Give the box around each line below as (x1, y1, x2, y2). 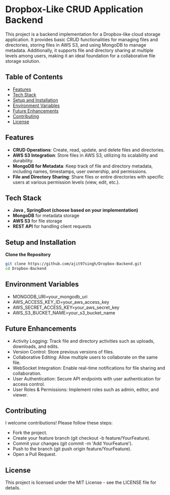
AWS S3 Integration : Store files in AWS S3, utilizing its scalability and (12, 152, 158, 158)
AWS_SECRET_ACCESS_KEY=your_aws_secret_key (12, 304, 120, 310)
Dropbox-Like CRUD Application (5, 4, 144, 15)
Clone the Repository (5, 252, 51, 258)
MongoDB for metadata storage (12, 213, 80, 219)
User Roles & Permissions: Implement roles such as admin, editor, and (12, 386, 159, 393)
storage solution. (5, 58, 41, 64)
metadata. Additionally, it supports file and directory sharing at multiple (5, 47, 154, 53)
